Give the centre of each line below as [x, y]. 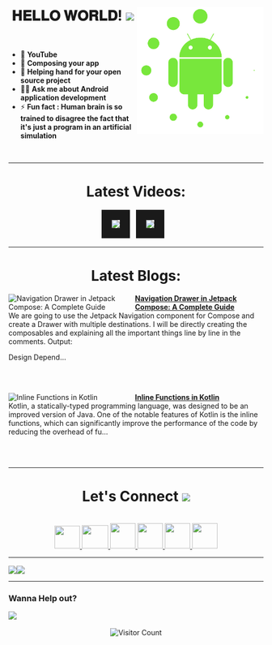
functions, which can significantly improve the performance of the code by [133, 423]
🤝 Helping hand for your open [70, 71]
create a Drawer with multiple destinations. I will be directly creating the [128, 324]
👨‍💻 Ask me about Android [64, 88]
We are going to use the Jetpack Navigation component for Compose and [132, 316]
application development [63, 97]
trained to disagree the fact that [74, 118]
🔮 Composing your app [59, 62]
